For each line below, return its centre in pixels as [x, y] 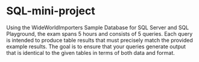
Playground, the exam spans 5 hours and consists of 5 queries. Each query [99, 33]
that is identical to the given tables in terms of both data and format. [90, 52]
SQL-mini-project [51, 11]
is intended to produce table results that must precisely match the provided [99, 40]
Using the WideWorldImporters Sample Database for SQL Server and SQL [98, 27]
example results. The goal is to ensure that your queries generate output [96, 46]
